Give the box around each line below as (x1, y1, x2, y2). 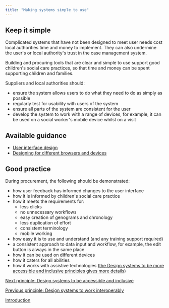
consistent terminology (20, 225, 68, 232)
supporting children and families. (5, 70, 74, 76)
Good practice (5, 165, 51, 173)
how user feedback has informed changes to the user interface (12, 188, 144, 194)
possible (12, 95, 31, 101)
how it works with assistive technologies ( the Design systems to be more (12, 263, 164, 269)
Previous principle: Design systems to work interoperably (5, 287, 124, 293)
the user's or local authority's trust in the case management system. (5, 50, 147, 56)
